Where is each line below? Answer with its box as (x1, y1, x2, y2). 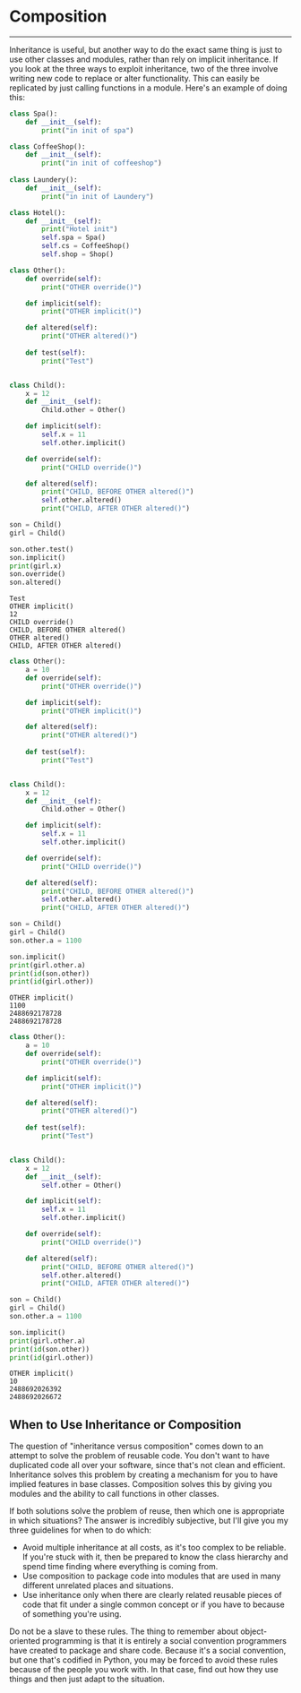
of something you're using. (21, 1609, 123, 1620)
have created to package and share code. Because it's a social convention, (9, 1646, 287, 1656)
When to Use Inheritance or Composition (9, 1417, 242, 1432)
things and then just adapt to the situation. (9, 1673, 166, 1685)
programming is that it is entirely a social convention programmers (41, 1636, 287, 1646)
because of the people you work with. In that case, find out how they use (9, 1664, 279, 1675)
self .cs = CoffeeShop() (41, 242, 130, 251)
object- (240, 1626, 267, 1637)
